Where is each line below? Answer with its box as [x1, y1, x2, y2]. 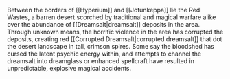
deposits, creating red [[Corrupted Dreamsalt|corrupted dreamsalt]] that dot [7, 35, 222, 43]
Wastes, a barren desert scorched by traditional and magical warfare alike [7, 13, 216, 21]
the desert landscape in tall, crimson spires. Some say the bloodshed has [7, 43, 214, 50]
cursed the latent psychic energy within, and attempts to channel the [7, 49, 201, 58]
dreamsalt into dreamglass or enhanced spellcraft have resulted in [7, 57, 194, 65]
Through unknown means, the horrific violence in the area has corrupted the [7, 27, 224, 36]
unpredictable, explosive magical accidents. [7, 65, 132, 72]
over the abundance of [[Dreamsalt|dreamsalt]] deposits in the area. [7, 21, 200, 28]
